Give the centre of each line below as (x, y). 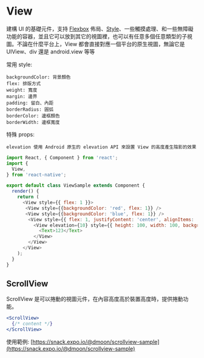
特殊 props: (20, 134)
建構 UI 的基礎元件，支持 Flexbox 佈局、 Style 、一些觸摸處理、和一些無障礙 (100, 29)
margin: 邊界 (22, 96)
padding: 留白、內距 (30, 103)
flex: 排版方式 (24, 83)
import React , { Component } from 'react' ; (62, 157)
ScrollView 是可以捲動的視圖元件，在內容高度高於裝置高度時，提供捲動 (95, 299)
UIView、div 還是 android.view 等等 (51, 51)
